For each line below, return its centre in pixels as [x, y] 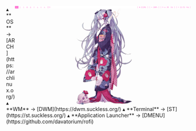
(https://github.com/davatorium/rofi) [50, 122]
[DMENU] [153, 115]
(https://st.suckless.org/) [36, 115]
